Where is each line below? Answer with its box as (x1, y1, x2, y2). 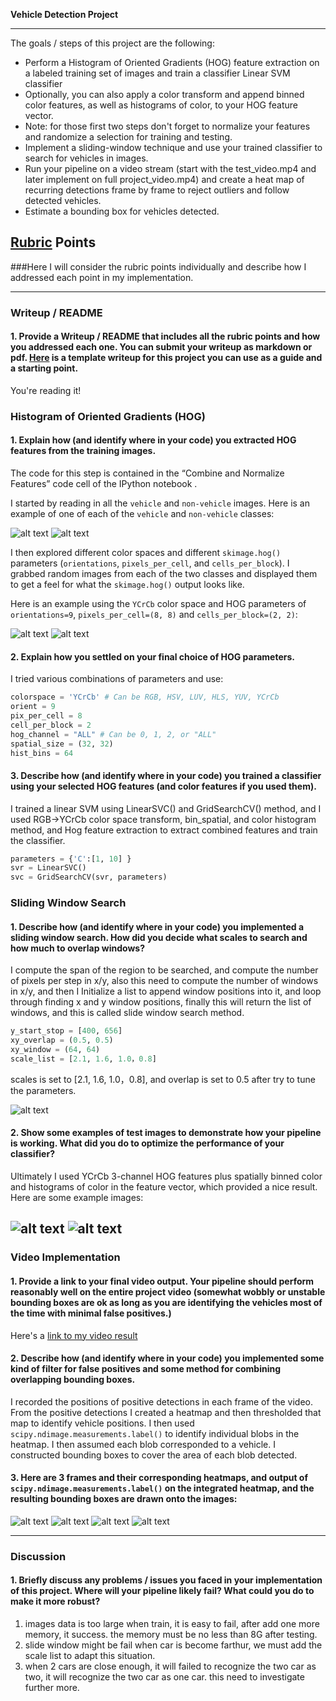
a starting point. (10, 362, 79, 374)
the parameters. (10, 1084, 77, 1096)
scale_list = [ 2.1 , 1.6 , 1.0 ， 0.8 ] (10, 1054, 157, 1064)
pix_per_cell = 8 (10, 711, 83, 721)
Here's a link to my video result (10, 1329, 138, 1341)
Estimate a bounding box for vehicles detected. (24, 205, 220, 217)
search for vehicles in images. (24, 152, 149, 164)
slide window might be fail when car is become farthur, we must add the (24, 1639, 323, 1651)
